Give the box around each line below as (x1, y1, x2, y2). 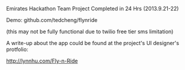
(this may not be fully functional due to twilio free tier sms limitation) (6, 28, 174, 35)
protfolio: (6, 46, 29, 53)
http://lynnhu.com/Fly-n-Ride (6, 58, 78, 64)
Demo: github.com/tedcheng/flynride (6, 17, 98, 23)
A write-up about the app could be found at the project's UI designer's (6, 40, 180, 46)
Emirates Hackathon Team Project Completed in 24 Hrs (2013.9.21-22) (6, 5, 179, 12)
